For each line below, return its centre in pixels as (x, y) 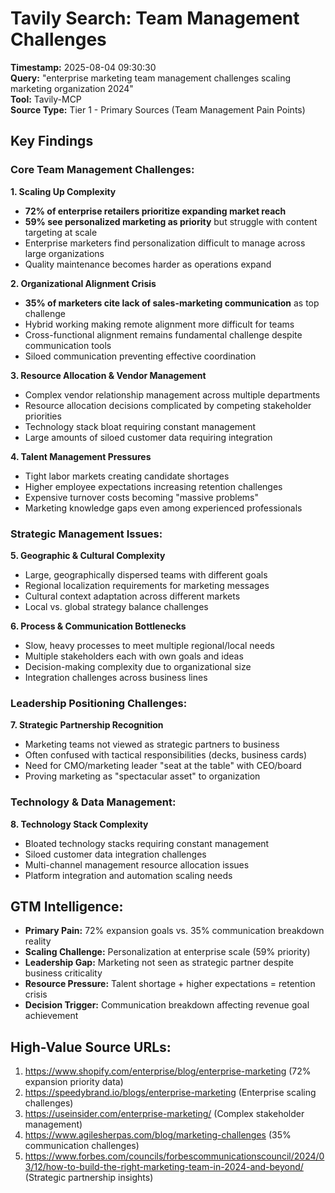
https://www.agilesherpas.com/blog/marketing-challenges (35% (158, 1135)
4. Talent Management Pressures (81, 456)
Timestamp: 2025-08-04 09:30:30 (83, 67)
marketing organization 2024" (72, 88)
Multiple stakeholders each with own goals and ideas (134, 656)
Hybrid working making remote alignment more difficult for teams (159, 324)
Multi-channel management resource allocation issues (137, 864)
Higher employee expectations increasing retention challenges (153, 486)
